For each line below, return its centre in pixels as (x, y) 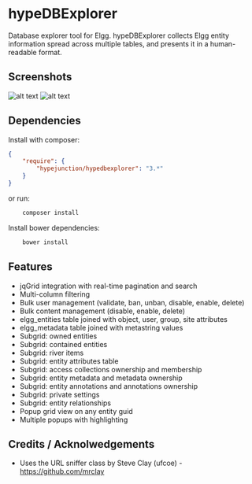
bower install (45, 242)
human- (223, 43)
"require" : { (44, 161)
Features (30, 267)
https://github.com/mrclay (62, 471)
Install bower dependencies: (54, 227)
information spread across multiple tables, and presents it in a (108, 43)
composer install (51, 212)
